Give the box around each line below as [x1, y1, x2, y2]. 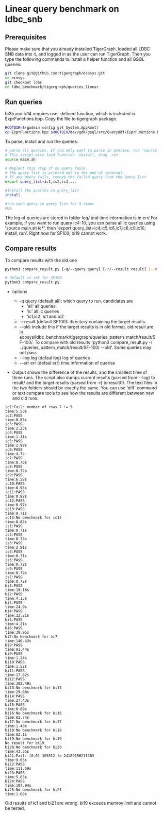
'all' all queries [26, 303, 56, 309]
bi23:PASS [5, 770, 25, 776]
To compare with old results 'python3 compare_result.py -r [34, 339, 153, 346]
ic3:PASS [5, 422, 23, 427]
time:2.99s [5, 443, 27, 448]
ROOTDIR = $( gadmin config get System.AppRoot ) [5, 125, 98, 130]
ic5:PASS [5, 439, 23, 444]
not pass [19, 350, 37, 356]
